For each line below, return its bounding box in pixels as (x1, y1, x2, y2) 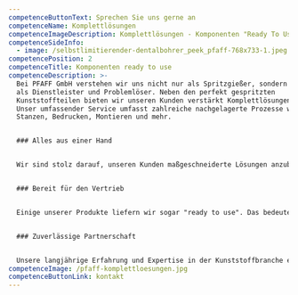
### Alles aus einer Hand (16, 136, 113, 145)
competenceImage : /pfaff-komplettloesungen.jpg (8, 264, 189, 273)
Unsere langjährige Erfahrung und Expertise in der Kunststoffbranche (16, 256, 284, 265)
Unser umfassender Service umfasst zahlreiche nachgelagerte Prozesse (16, 104, 284, 113)
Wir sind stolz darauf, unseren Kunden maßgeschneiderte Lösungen (16, 160, 268, 169)
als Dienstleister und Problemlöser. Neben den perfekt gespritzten (16, 87, 276, 96)
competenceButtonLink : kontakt (8, 273, 125, 282)
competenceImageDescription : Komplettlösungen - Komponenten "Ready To (8, 29, 279, 38)
